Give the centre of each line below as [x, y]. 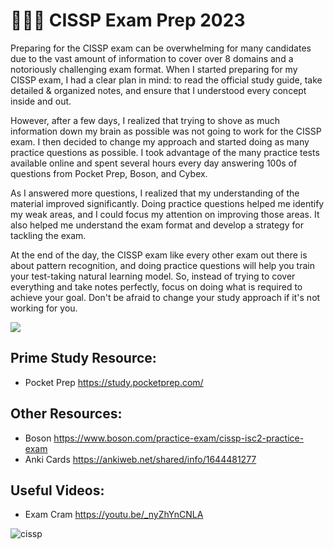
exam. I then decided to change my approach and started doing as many [160, 141]
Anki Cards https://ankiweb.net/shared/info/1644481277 [140, 459]
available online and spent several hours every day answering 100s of [154, 163]
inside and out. [41, 101]
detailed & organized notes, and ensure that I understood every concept [158, 90]
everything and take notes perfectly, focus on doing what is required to [156, 286]
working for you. [44, 308]
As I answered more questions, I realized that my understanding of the [155, 193]
